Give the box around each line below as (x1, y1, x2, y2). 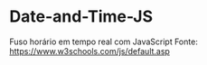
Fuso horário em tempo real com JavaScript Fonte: (9, 36, 199, 47)
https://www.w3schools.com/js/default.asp (9, 45, 170, 56)
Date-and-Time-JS (9, 6, 154, 27)
